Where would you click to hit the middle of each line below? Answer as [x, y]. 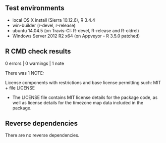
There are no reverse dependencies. [42, 135]
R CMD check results [38, 51]
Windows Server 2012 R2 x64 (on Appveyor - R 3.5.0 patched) [76, 36]
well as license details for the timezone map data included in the [78, 102]
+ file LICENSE [20, 88]
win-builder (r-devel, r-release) [44, 25]
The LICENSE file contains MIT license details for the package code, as [85, 97]
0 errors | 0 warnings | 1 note [35, 63]
